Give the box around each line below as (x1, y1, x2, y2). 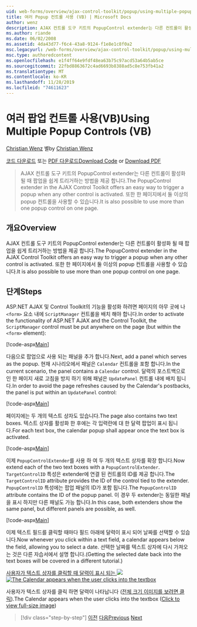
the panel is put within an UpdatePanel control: (6, 389, 117, 396)
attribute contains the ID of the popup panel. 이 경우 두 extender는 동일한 (6, 492, 180, 499)
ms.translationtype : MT (6, 69, 64, 74)
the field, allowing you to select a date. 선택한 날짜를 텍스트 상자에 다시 (6, 543, 173, 551)
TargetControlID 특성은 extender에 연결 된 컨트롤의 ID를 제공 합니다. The (6, 471, 175, 478)
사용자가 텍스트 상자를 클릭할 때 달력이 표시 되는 (6, 570, 116, 577)
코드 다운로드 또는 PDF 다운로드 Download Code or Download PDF (6, 157, 161, 164)
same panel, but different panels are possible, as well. (6, 505, 137, 513)
